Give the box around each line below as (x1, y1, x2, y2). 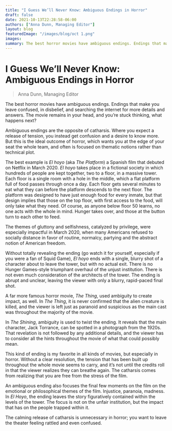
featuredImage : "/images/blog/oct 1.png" (5, 31, 95, 36)
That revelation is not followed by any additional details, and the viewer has (5, 330, 164, 336)
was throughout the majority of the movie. (5, 309, 94, 315)
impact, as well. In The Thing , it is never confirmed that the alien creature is (5, 298, 164, 304)
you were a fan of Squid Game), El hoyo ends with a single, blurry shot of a (5, 255, 163, 261)
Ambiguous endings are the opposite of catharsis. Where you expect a (5, 127, 155, 134)
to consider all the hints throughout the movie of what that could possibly (5, 335, 160, 342)
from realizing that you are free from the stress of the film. (5, 372, 128, 379)
